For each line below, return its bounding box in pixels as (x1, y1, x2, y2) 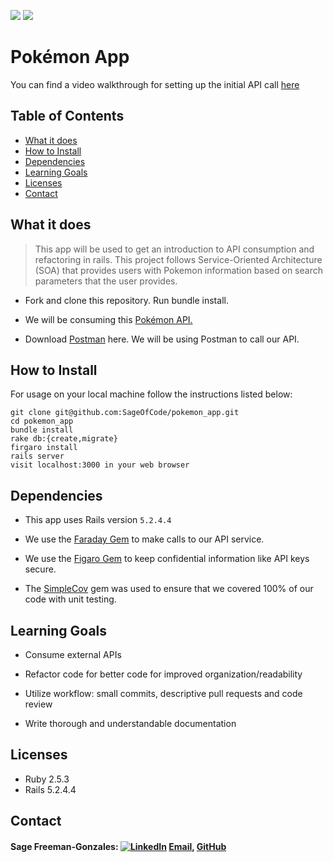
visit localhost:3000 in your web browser (10, 460, 190, 470)
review (24, 698, 53, 710)
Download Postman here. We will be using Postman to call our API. (24, 333, 300, 345)
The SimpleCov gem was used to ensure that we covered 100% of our (24, 583, 314, 595)
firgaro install (10, 443, 78, 453)
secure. (24, 563, 57, 575)
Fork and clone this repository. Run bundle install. (24, 294, 229, 306)
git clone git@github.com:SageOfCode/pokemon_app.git (10, 408, 240, 418)
